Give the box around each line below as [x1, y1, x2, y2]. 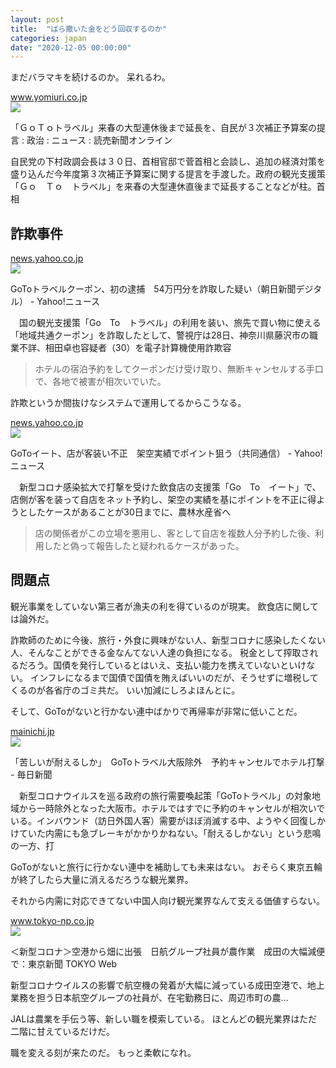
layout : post [10, 14, 65, 25]
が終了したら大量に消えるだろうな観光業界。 [10, 873, 194, 885]
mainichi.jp [10, 725, 55, 737]
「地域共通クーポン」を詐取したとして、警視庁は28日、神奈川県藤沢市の [10, 329, 310, 341]
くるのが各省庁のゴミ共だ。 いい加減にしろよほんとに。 [10, 684, 241, 696]
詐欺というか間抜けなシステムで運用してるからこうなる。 [10, 397, 247, 409]
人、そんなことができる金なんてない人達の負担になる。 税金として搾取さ [10, 646, 310, 658]
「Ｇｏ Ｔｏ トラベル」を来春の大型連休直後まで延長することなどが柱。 [10, 181, 317, 193]
